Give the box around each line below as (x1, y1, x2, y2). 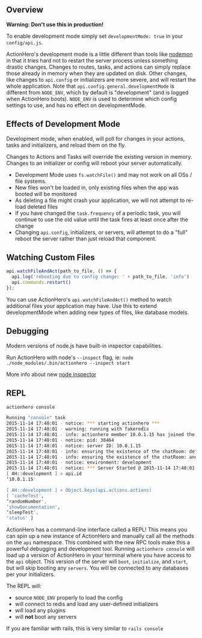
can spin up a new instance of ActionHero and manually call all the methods (6, 532, 194, 540)
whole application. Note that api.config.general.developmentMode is (6, 82, 174, 90)
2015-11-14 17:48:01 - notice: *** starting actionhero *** (6, 420, 161, 426)
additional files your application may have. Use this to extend (6, 302, 158, 309)
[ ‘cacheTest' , (6, 492, 44, 498)
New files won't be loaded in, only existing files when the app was (14, 183, 179, 191)
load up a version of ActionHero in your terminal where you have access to (6, 551, 191, 559)
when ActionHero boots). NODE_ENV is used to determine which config (6, 95, 177, 102)
